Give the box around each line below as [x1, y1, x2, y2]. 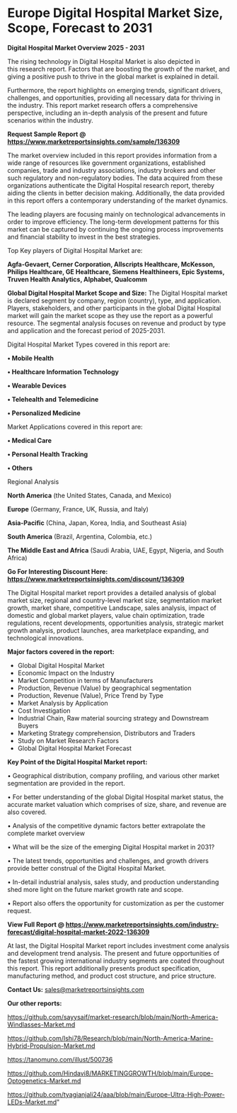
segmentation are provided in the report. [7, 779, 125, 787]
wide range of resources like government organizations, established [7, 158, 206, 167]
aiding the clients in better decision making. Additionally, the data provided [7, 188, 225, 197]
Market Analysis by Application [17, 699, 108, 707]
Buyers [17, 721, 39, 730]
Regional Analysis [7, 477, 59, 486]
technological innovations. [7, 633, 84, 642]
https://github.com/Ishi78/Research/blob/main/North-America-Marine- [7, 1034, 214, 1042]
